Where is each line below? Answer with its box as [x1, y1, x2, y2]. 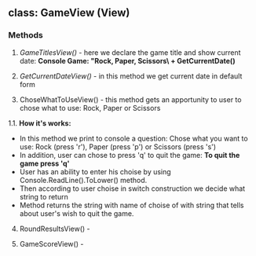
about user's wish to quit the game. [19, 208, 134, 218]
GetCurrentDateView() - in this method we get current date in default [19, 71, 243, 81]
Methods [8, 30, 43, 41]
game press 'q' [19, 159, 70, 168]
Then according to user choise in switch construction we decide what [19, 184, 246, 193]
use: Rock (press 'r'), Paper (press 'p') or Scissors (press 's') [19, 141, 217, 152]
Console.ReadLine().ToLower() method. [19, 175, 148, 185]
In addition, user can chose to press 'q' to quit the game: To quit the [19, 150, 240, 159]
